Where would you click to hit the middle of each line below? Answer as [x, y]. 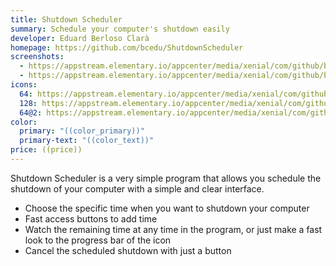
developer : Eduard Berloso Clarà [80, 38]
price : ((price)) [46, 150]
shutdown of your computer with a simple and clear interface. [137, 188]
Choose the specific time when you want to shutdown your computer [167, 208]
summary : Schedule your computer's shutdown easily [120, 29]
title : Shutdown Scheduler [66, 19]
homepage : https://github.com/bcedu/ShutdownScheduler [127, 47]
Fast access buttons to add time [91, 218]
